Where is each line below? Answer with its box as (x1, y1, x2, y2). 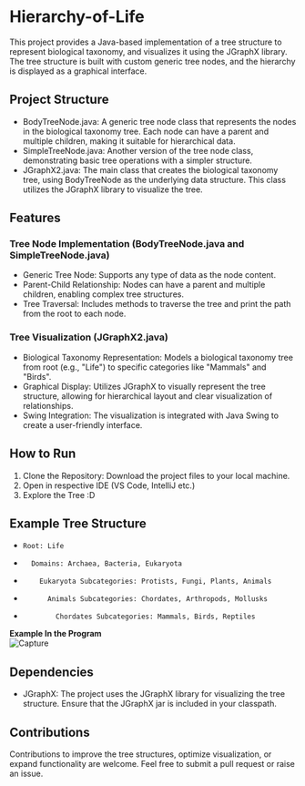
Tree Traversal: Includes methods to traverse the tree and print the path (22, 299, 291, 310)
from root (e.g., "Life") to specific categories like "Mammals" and (22, 362, 267, 373)
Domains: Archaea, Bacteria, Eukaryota (31, 559, 182, 568)
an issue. (9, 768, 44, 779)
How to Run (9, 446, 76, 462)
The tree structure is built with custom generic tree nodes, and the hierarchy (9, 56, 296, 66)
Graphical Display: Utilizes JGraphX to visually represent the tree (22, 381, 266, 392)
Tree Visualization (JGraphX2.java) (9, 331, 168, 343)
